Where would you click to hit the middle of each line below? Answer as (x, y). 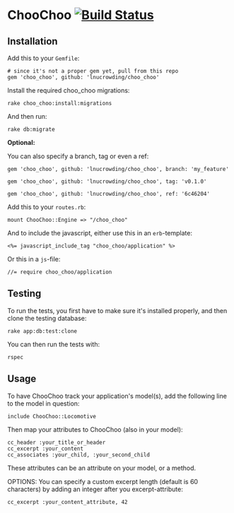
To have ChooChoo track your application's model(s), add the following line (117, 396)
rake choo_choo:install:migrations (60, 103)
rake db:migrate (31, 129)
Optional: (21, 142)
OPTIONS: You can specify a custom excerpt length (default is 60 (103, 481)
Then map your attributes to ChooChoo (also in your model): (95, 429)
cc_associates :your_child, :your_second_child (79, 455)
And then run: (27, 116)
